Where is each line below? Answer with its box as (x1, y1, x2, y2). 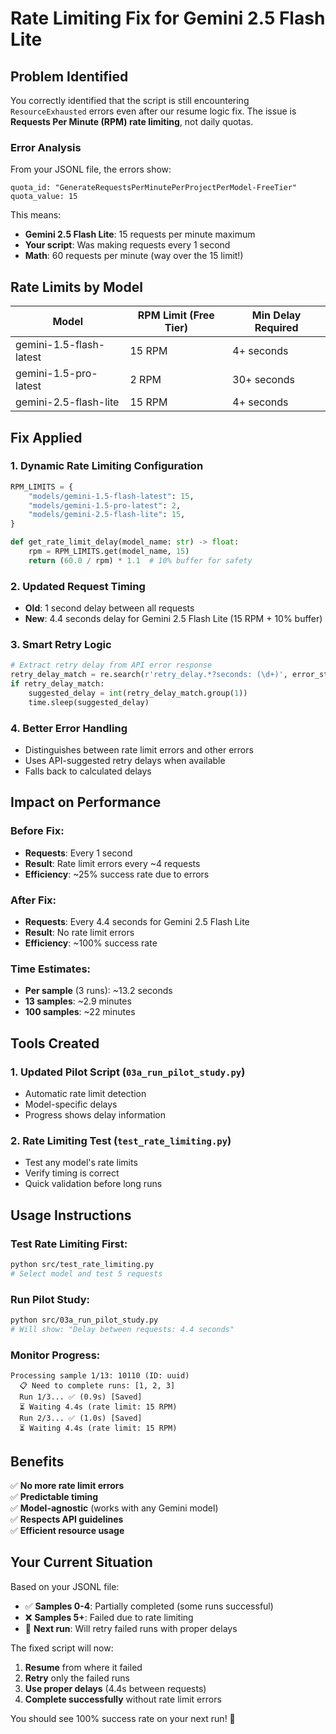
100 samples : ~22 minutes (24, 1006, 136, 1018)
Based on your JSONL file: (10, 1580, 120, 1592)
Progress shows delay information (24, 1109, 166, 1121)
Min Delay (251, 308, 302, 322)
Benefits (10, 1453, 65, 1470)
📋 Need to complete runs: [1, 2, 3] (19, 1381, 176, 1391)
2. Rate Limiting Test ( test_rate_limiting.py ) (10, 1133, 232, 1147)
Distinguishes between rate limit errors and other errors (24, 744, 254, 756)
